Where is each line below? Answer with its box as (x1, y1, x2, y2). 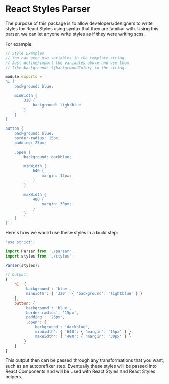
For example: (5, 40, 33, 47)
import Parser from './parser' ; (5, 249, 74, 254)
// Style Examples (5, 51, 44, 56)
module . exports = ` (5, 74, 47, 79)
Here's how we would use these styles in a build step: (5, 230, 118, 236)
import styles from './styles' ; (5, 253, 74, 259)
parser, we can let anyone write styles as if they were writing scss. (5, 31, 146, 37)
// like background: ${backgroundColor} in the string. (5, 65, 127, 70)
